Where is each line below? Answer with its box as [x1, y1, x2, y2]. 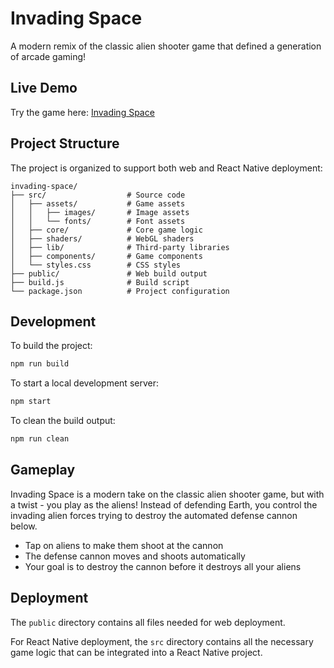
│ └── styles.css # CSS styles [10, 260, 182, 270]
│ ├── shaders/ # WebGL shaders [10, 233, 195, 244]
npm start [10, 397, 52, 407]
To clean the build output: [10, 415, 116, 427]
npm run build [10, 359, 70, 369]
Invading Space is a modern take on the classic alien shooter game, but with [10, 488, 325, 500]
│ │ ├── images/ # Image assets [10, 207, 190, 217]
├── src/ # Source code [10, 190, 186, 200]
